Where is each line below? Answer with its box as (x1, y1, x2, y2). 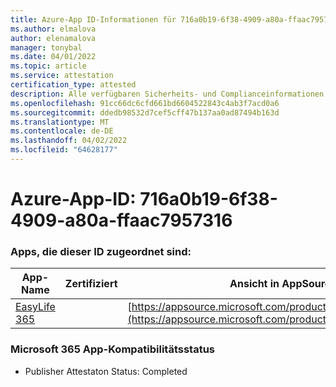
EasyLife (15, 300, 56, 314)
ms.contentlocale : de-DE (10, 126, 114, 136)
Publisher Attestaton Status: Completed (24, 365, 188, 377)
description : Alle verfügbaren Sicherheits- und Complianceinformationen (10, 89, 325, 99)
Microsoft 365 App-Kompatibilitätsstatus (10, 342, 216, 356)
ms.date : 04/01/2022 (10, 52, 97, 62)
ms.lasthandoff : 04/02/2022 (10, 136, 128, 146)
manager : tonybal (10, 42, 83, 53)
